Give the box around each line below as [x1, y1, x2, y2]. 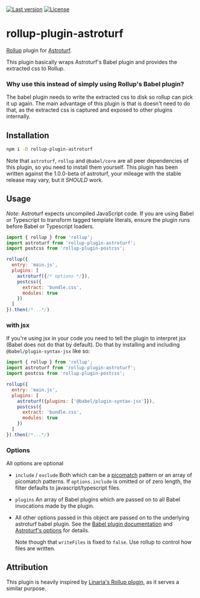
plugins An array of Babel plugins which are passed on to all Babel [14, 496, 181, 503]
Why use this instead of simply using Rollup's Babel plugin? [6, 80, 185, 88]
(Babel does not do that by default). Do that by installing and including [6, 341, 180, 348]
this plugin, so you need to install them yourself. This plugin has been [6, 163, 178, 171]
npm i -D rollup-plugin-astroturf [6, 146, 93, 153]
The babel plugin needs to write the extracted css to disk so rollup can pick [6, 93, 193, 101]
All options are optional [6, 460, 64, 467]
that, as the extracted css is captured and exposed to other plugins [6, 106, 173, 114]
